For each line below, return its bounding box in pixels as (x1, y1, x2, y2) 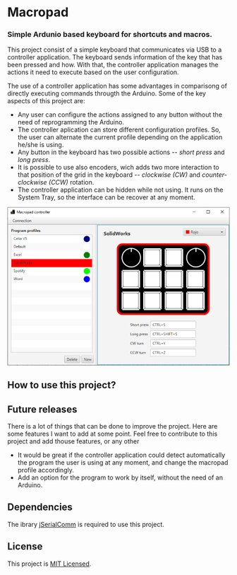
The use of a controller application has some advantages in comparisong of (7, 82, 228, 91)
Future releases (7, 403, 78, 415)
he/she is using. (17, 141, 64, 149)
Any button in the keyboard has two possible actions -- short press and (17, 148, 225, 156)
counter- (202, 170, 228, 179)
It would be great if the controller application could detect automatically (17, 451, 226, 460)
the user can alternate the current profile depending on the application (17, 133, 223, 141)
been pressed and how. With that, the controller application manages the (7, 61, 219, 69)
